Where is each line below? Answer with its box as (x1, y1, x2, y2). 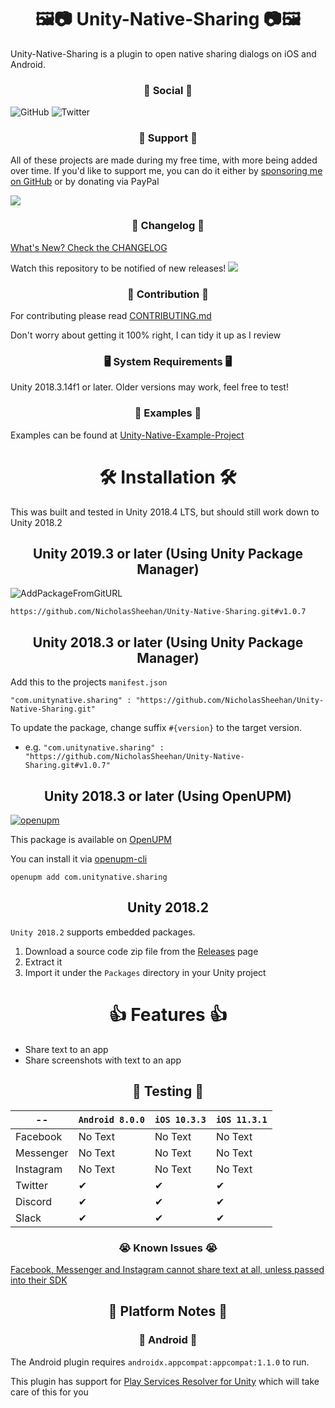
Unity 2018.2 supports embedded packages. (10, 926, 196, 938)
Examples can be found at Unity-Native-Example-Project (10, 429, 245, 441)
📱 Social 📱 (143, 83, 193, 97)
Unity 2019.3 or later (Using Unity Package (32, 546, 304, 563)
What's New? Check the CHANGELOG (10, 241, 168, 253)
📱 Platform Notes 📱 (108, 1303, 228, 1320)
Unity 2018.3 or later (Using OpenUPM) (44, 787, 292, 805)
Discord (15, 1194, 53, 1208)
